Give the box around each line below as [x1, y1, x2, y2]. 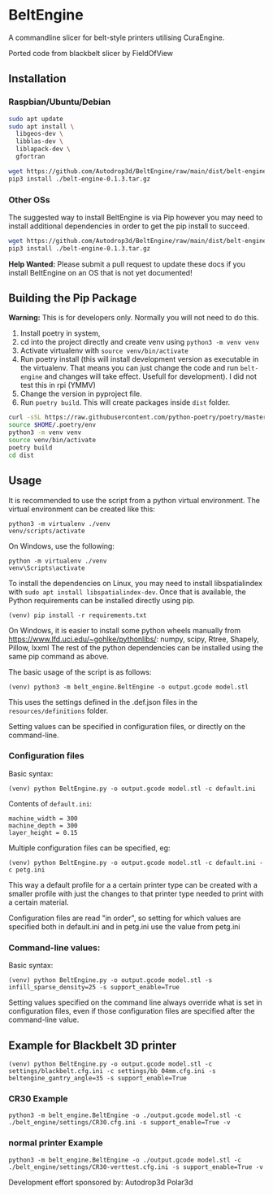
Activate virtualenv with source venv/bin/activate [19, 345, 188, 355]
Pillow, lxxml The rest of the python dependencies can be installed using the [8, 642, 264, 652]
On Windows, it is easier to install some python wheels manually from [8, 625, 241, 635]
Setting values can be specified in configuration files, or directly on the [8, 721, 246, 731]
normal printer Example [8, 1137, 103, 1149]
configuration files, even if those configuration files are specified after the [8, 1006, 255, 1016]
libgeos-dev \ [15, 130, 63, 138]
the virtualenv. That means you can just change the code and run [19, 363, 239, 373]
